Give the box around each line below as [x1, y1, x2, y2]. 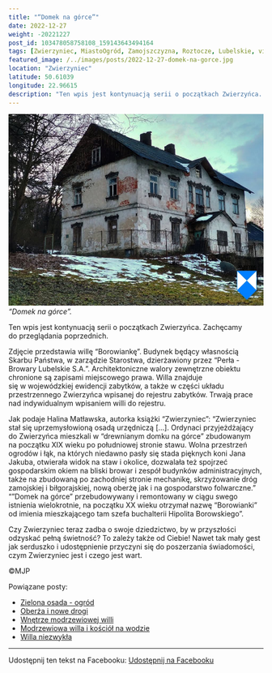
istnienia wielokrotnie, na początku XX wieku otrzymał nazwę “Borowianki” [8, 499, 257, 510]
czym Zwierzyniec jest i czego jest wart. [8, 550, 143, 559]
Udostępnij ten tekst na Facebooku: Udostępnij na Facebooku [8, 655, 215, 665]
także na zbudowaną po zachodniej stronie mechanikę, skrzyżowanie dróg [8, 474, 257, 484]
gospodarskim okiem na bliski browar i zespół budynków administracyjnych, [8, 465, 262, 475]
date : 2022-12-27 [8, 21, 67, 30]
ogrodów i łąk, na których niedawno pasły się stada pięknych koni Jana [8, 448, 246, 458]
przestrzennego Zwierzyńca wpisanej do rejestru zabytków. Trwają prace [8, 389, 253, 399]
